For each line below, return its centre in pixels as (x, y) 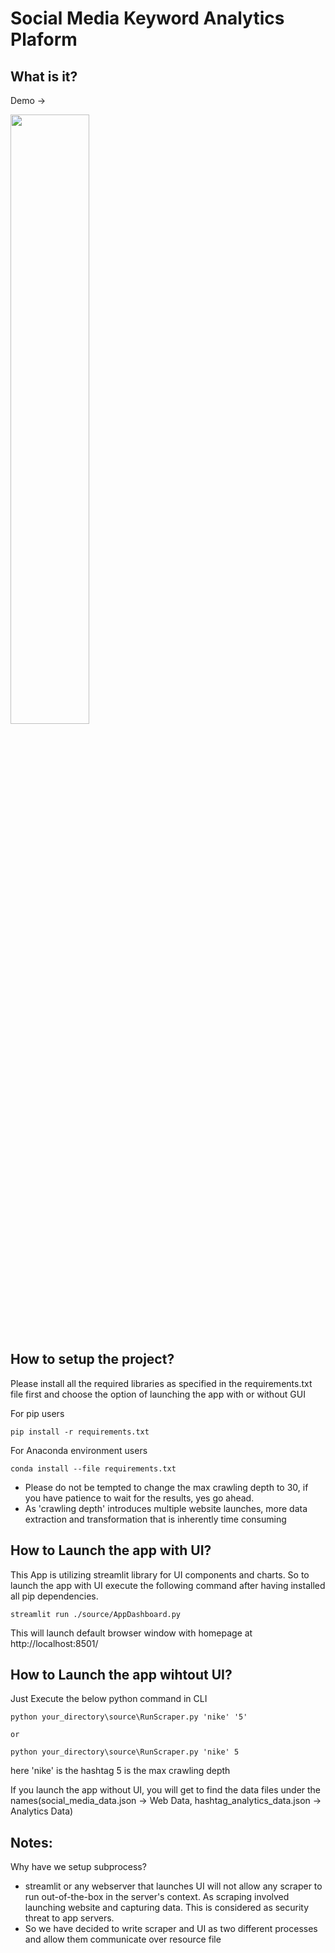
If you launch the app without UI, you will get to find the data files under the (166, 1790)
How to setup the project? (92, 1359)
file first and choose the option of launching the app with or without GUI (158, 1394)
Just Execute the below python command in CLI (109, 1699)
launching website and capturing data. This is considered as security (167, 1908)
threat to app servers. (69, 1918)
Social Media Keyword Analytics (147, 18)
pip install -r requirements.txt (80, 1432)
